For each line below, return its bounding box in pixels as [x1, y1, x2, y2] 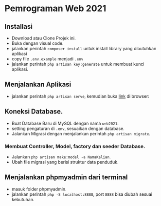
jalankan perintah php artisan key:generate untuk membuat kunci [11, 61, 144, 67]
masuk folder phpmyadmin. [11, 186, 67, 192]
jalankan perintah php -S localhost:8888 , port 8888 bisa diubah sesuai [11, 191, 153, 197]
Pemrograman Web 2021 [4, 3, 107, 14]
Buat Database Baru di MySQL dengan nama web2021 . [11, 120, 119, 126]
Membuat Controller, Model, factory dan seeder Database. [4, 143, 145, 150]
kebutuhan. [11, 196, 35, 202]
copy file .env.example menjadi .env [11, 56, 84, 61]
